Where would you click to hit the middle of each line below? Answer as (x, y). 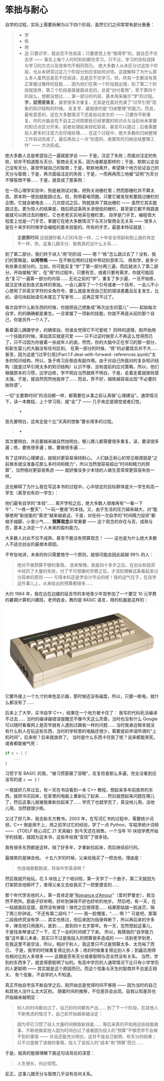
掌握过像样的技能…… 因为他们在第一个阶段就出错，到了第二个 (91, 84)
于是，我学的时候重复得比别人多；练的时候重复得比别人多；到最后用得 (85, 950)
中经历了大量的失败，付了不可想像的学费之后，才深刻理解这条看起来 (85, 571)
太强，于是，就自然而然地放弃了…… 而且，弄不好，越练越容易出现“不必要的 (81, 379)
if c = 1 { (16, 753)
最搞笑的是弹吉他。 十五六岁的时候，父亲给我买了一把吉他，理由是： (74, 858)
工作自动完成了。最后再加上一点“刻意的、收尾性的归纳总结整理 (87, 139)
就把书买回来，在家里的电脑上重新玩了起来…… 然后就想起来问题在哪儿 (84, 796)
